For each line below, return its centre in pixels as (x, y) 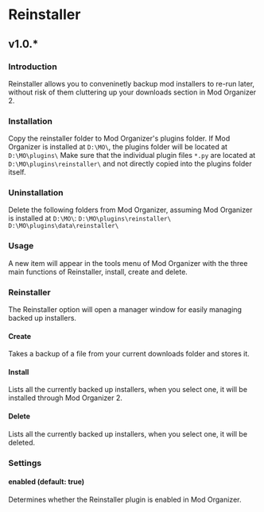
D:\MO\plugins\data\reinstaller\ (64, 226)
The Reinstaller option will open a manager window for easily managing (125, 310)
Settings (25, 463)
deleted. (22, 442)
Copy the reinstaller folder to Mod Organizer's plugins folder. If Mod (119, 139)
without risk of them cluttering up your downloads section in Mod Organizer (132, 92)
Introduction (33, 67)
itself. (17, 172)
